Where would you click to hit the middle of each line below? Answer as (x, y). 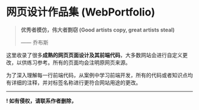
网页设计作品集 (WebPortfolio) (81, 12)
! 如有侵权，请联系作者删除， (41, 100)
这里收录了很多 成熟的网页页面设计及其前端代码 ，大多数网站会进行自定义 (94, 55)
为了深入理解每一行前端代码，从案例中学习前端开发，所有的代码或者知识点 (97, 75)
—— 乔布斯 (34, 42)
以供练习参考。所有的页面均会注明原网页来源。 (73, 62)
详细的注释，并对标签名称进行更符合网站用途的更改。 (76, 82)
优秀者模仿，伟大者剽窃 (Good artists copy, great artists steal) (97, 30)
